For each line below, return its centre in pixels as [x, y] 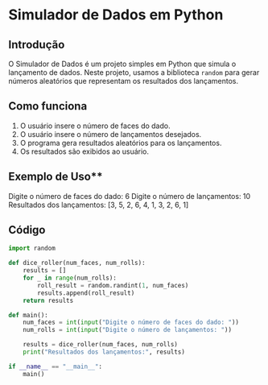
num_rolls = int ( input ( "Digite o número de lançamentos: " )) [127, 330]
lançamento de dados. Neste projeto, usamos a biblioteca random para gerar [134, 72]
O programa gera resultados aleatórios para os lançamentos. [121, 143]
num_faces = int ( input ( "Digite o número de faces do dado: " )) [131, 323]
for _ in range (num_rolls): [70, 278]
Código [27, 230]
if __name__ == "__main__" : [56, 366]
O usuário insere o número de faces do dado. [95, 126]
